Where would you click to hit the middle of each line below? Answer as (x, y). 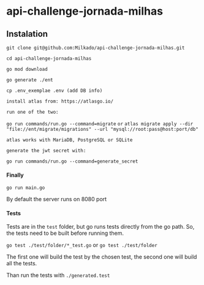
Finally (15, 175)
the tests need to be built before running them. (65, 233)
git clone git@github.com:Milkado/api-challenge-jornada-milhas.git (96, 48)
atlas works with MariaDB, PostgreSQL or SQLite (70, 140)
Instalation (27, 34)
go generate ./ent (30, 80)
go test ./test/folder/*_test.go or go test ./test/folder (82, 245)
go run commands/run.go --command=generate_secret (72, 161)
